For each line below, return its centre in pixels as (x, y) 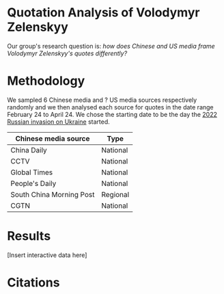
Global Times (32, 172)
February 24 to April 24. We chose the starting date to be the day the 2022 (112, 114)
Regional (115, 194)
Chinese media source (53, 138)
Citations (33, 282)
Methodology (46, 81)
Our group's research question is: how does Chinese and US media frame (111, 46)
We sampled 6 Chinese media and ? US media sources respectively (102, 100)
